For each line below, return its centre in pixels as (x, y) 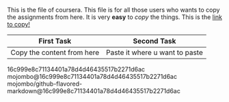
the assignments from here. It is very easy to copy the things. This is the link (115, 17)
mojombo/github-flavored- (45, 84)
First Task (55, 41)
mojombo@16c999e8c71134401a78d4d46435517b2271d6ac (92, 76)
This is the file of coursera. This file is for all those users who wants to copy (113, 10)
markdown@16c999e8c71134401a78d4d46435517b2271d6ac (94, 91)
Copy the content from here (55, 52)
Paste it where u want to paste (154, 52)
